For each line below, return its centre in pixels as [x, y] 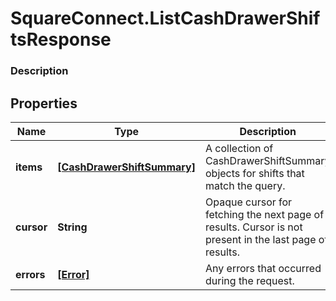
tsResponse [61, 39]
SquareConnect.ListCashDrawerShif [165, 18]
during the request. [250, 280]
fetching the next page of [265, 214]
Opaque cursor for [249, 202]
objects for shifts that [255, 173]
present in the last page [261, 239]
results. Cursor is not [254, 227]
